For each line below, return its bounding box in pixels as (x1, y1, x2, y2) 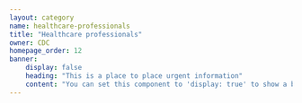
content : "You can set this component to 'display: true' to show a (25, 80, 288, 89)
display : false (25, 64, 83, 73)
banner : (9, 55, 39, 64)
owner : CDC (9, 38, 50, 47)
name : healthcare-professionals (9, 21, 130, 30)
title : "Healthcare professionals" (9, 30, 143, 39)
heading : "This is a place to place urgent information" (25, 72, 244, 81)
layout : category (9, 13, 75, 22)
